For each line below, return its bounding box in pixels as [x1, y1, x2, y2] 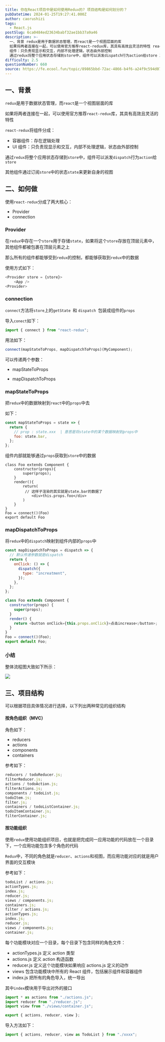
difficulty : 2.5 [5, 58, 38, 62]
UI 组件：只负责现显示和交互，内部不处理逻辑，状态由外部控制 [12, 144, 138, 150]
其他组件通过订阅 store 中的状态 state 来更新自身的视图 [5, 169, 113, 175]
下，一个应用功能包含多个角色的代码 [5, 843, 79, 849]
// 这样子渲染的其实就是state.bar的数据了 [25, 489, 103, 494]
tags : [5, 21, 16, 26]
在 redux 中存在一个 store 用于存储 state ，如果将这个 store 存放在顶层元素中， [5, 238, 157, 244]
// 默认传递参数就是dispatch [9, 552, 63, 557]
